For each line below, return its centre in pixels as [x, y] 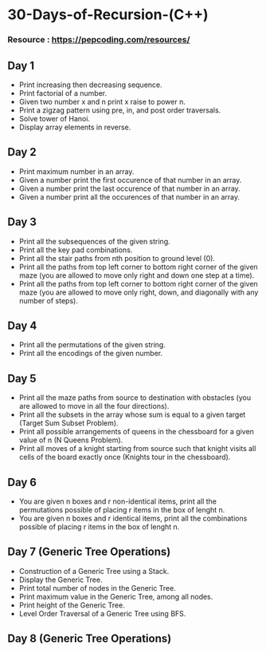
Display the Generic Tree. [61, 580]
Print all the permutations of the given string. [92, 345]
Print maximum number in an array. [76, 171]
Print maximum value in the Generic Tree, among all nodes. [116, 596]
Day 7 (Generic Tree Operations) [89, 552]
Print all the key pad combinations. [76, 250]
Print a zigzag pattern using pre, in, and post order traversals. [120, 110]
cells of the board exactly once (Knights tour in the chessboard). [125, 457]
